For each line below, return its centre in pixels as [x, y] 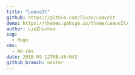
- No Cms [23, 51]
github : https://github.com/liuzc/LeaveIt [61, 18]
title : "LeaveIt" [28, 12]
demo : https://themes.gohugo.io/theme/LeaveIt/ [68, 23]
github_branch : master [35, 62]
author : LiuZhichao [31, 29]
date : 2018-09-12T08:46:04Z [42, 57]
